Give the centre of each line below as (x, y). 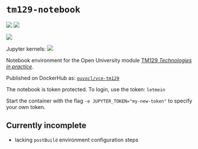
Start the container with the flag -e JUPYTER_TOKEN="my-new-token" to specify (99, 101)
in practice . (20, 67)
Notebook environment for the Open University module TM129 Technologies (99, 60)
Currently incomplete (46, 126)
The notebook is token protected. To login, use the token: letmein (86, 89)
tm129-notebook (43, 10)
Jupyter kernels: (26, 49)
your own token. (26, 107)
